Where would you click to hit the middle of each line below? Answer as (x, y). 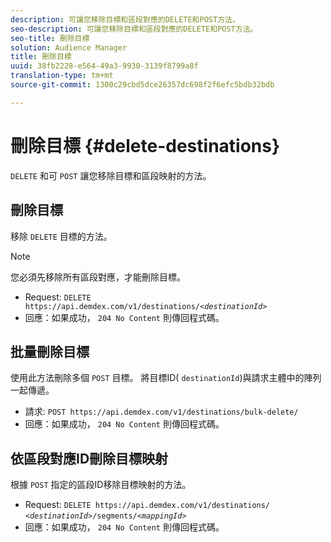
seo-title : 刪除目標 (50, 38)
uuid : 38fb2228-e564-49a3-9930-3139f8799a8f (104, 66)
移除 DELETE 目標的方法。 (61, 236)
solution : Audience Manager (69, 47)
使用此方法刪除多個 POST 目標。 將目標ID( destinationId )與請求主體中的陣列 (166, 378)
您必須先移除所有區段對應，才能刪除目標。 (98, 277)
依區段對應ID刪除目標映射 (89, 458)
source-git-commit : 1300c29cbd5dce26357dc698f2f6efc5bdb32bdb (142, 85)
